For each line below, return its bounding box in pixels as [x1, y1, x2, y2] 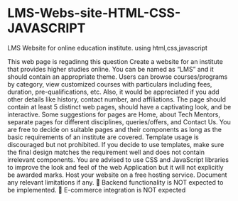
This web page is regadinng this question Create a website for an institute [7, 57, 224, 65]
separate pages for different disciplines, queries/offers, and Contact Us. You [7, 117, 231, 126]
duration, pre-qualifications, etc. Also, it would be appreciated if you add [7, 87, 220, 96]
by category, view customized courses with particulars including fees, [7, 80, 212, 88]
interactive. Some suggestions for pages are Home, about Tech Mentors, [7, 110, 220, 119]
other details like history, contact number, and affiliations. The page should [7, 94, 226, 104]
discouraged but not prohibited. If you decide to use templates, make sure [7, 140, 225, 148]
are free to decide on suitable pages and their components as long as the [7, 125, 222, 134]
